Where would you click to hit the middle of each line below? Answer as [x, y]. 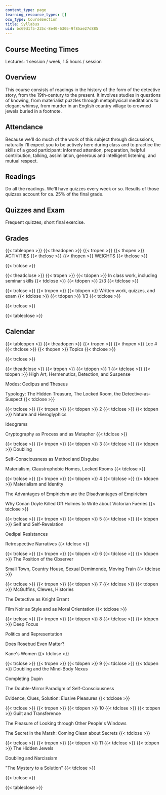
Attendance [24, 127]
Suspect [14, 399]
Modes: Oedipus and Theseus [37, 384]
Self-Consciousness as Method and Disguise [52, 459]
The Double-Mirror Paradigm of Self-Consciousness [60, 688]
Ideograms [16, 424]
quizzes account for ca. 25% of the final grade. [54, 194]
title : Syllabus [22, 24]
